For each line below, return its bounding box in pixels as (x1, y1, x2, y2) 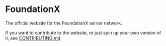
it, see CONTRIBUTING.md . (5, 35, 62, 41)
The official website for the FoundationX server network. (5, 20, 122, 26)
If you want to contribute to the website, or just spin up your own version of (5, 29, 161, 35)
